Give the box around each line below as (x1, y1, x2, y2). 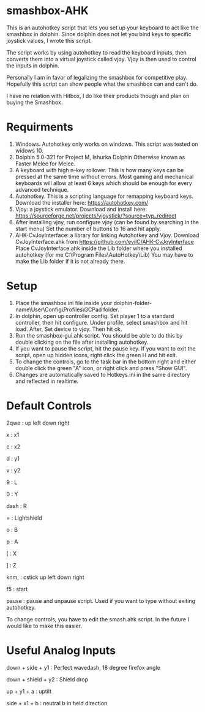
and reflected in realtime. (15, 377, 79, 385)
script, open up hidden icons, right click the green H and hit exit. (15, 351, 177, 358)
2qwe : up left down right (6, 419, 70, 426)
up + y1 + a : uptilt (6, 687, 52, 695)
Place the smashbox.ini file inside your (15, 299, 113, 306)
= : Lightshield (6, 514, 42, 521)
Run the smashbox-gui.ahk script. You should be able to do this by (15, 331, 183, 339)
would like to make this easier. (6, 622, 83, 629)
